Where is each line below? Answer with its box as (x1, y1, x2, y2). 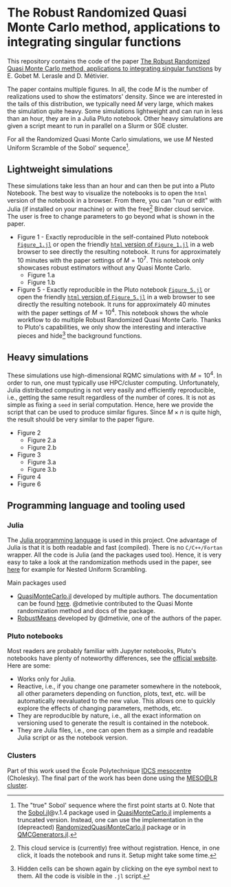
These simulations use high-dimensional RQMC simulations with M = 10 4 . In (7, 370, 222, 379)
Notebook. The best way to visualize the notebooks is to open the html (7, 189, 208, 197)
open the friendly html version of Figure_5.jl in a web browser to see (16, 292, 215, 301)
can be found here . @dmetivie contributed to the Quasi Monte (16, 599, 193, 608)
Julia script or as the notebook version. (16, 733, 129, 742)
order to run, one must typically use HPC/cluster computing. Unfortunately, (7, 378, 220, 387)
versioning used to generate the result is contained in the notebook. (16, 719, 210, 727)
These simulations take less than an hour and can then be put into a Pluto (7, 181, 215, 190)
